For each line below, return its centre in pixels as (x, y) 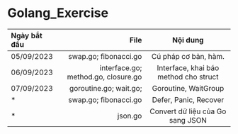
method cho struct (188, 77)
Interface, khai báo (188, 67)
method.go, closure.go (104, 77)
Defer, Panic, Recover (188, 99)
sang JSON (188, 120)
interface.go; (121, 67)
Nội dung (188, 40)
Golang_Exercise (58, 13)
